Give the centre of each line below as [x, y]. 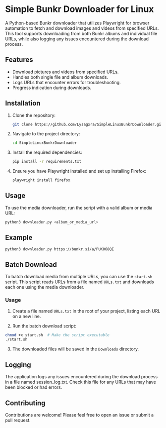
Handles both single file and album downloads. [60, 77]
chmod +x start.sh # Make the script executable [57, 335]
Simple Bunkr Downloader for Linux [80, 9]
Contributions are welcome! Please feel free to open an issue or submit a [80, 415]
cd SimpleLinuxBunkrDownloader [45, 143]
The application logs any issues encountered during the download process [81, 377]
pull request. [18, 420]
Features [19, 60]
